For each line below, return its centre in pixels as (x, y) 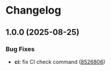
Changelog (33, 10)
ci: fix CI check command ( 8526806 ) (60, 62)
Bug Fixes (20, 49)
